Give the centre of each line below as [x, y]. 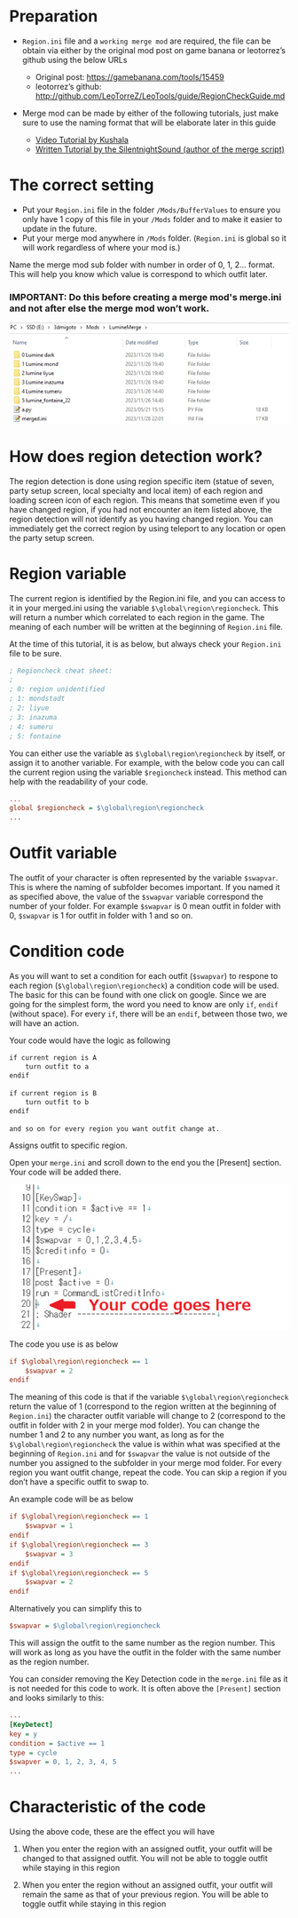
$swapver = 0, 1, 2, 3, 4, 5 [63, 1762]
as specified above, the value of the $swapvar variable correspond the [136, 897]
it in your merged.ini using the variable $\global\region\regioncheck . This [144, 608]
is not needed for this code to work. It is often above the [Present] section [145, 1689]
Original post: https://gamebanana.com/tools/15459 [129, 76]
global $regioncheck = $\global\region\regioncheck [106, 808]
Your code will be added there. [65, 1172]
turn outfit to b [57, 1102]
